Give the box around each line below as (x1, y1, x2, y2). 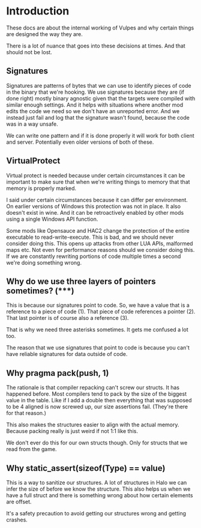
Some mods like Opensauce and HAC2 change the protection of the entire (6, 227, 190, 234)
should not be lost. (6, 48, 52, 55)
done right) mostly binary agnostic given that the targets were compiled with (6, 94, 196, 102)
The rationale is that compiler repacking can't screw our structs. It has (6, 384, 180, 391)
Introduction (6, 4, 70, 18)
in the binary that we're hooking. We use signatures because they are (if (6, 88, 185, 96)
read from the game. (6, 446, 57, 453)
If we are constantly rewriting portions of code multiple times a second (6, 253, 181, 260)
